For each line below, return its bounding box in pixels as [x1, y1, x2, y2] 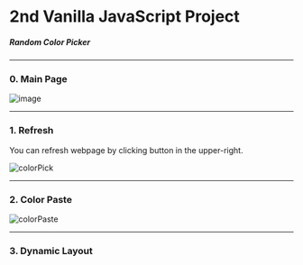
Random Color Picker [9, 36, 91, 47]
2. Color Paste [9, 193, 72, 206]
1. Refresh [9, 124, 54, 137]
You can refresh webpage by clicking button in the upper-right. [9, 144, 243, 155]
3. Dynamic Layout [9, 244, 93, 257]
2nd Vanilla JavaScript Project [9, 6, 241, 27]
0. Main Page [9, 73, 68, 86]
